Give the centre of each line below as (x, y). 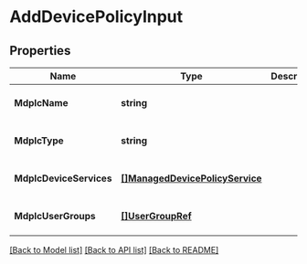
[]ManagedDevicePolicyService (191, 178)
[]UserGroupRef (156, 216)
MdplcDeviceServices (63, 178)
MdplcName (41, 103)
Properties (40, 51)
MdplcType (39, 141)
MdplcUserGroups (55, 216)
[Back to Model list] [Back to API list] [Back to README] (114, 250)
